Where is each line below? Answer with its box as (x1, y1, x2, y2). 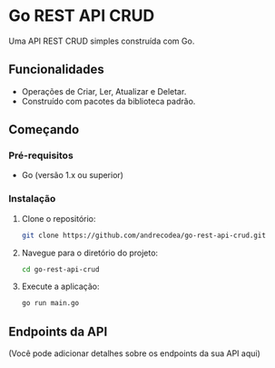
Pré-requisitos (8, 149, 74, 162)
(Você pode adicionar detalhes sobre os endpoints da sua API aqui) (8, 348, 260, 359)
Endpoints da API (8, 323, 108, 339)
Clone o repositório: (21, 213, 96, 224)
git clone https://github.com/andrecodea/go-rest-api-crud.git (21, 231, 267, 240)
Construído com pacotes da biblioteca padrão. (21, 95, 196, 106)
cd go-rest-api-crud (21, 264, 100, 274)
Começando (8, 122, 80, 137)
